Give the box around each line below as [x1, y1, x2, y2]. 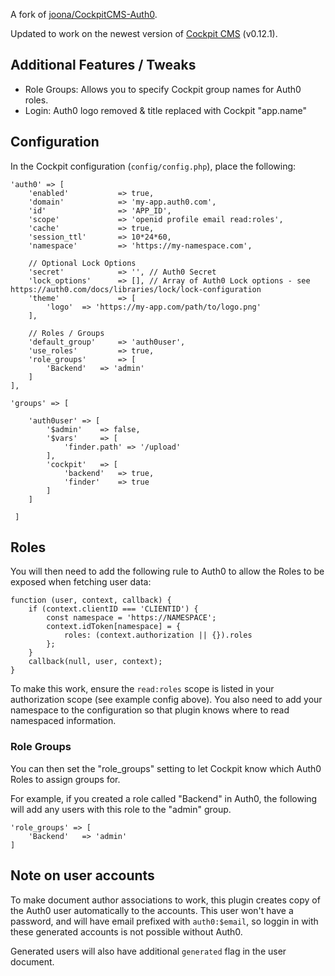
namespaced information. [10, 715, 117, 727]
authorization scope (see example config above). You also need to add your [10, 694, 323, 706]
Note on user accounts [10, 867, 155, 884]
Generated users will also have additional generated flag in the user [10, 945, 287, 957]
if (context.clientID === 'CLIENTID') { [28, 604, 199, 614]
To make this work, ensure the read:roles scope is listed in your [10, 683, 275, 695]
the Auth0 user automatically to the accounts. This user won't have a [10, 904, 294, 916]
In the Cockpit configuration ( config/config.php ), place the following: [10, 160, 297, 172]
